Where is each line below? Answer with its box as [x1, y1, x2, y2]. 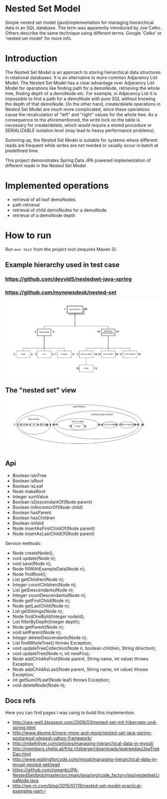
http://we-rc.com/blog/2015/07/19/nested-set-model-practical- [12, 783, 143, 789]
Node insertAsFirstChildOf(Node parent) [12, 525, 95, 531]
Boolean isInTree [12, 472, 47, 478]
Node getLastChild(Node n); [12, 603, 71, 609]
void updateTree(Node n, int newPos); [12, 650, 90, 656]
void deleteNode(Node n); [12, 682, 66, 688]
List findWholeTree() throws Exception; [12, 640, 92, 646]
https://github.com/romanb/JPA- [12, 767, 79, 773]
